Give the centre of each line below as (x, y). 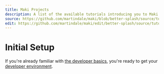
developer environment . (29, 66)
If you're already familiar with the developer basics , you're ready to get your (81, 61)
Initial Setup (30, 48)
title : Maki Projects (27, 10)
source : (13, 19)
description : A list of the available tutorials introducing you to (76, 14)
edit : (10, 23)
